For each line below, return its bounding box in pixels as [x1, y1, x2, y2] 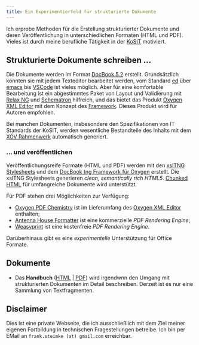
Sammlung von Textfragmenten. [14, 287, 94, 294]
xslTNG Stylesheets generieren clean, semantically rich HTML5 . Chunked [6, 174, 188, 181]
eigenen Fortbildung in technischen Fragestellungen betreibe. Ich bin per [6, 326, 186, 333]
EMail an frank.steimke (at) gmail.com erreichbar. [6, 332, 132, 340]
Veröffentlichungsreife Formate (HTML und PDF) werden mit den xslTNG [6, 162, 185, 169]
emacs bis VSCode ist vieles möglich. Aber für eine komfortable [6, 84, 164, 91]
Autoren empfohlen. [6, 109, 56, 116]
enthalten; [14, 210, 40, 217]
